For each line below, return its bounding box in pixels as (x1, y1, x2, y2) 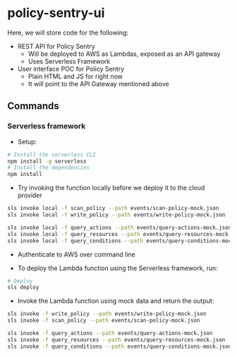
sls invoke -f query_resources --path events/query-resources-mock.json (7, 336, 226, 344)
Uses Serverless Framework (28, 57, 111, 65)
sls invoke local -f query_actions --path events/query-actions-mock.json (7, 224, 232, 231)
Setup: (17, 137, 37, 146)
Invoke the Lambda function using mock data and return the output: (17, 297, 214, 305)
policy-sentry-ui (7, 5, 105, 21)
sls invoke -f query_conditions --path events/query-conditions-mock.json (7, 343, 232, 350)
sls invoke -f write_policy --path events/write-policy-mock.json (7, 310, 207, 317)
